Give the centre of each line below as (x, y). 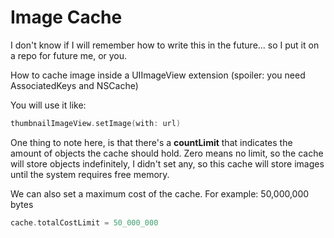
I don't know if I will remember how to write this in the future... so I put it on (165, 45)
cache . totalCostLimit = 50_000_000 (84, 222)
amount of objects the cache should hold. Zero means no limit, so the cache (167, 153)
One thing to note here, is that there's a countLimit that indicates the (151, 142)
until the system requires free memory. (90, 174)
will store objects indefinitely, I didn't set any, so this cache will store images (167, 163)
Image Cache (66, 17)
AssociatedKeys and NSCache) (74, 85)
